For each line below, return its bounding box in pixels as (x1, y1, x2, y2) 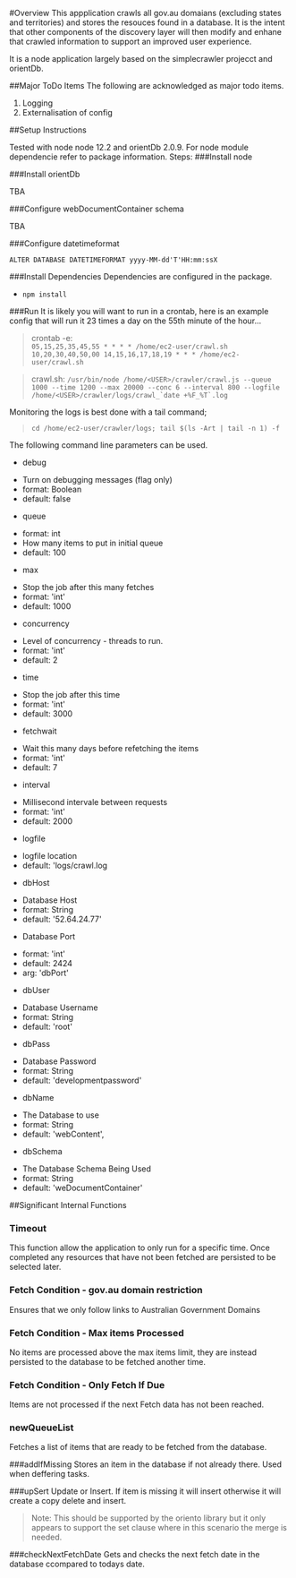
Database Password (21, 1056, 97, 1067)
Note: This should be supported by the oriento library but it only (30, 1513, 266, 1523)
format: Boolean (21, 484, 82, 494)
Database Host (21, 895, 78, 905)
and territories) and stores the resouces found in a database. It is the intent (9, 17, 285, 28)
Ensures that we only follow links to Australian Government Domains (9, 1304, 261, 1315)
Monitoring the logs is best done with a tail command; (9, 407, 207, 417)
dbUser (21, 985, 51, 995)
